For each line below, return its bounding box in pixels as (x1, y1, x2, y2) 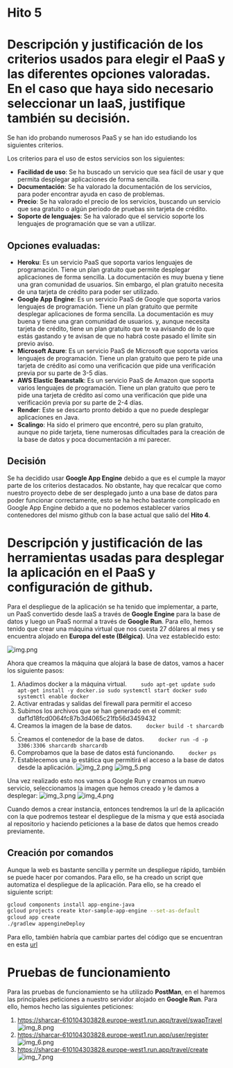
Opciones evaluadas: (7, 240, 101, 252)
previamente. (7, 827, 45, 835)
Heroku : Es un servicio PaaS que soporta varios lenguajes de (17, 258, 193, 266)
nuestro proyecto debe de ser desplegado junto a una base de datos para (7, 488, 218, 497)
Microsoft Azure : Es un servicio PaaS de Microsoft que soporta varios (17, 346, 218, 355)
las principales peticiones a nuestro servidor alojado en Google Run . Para (7, 995, 218, 1003)
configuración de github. (7, 579, 154, 595)
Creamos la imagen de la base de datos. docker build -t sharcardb (17, 721, 224, 730)
